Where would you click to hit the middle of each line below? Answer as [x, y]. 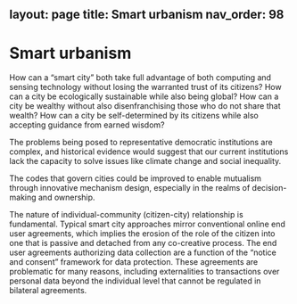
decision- [269, 188]
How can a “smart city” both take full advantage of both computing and [140, 78]
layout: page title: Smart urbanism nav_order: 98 [147, 15]
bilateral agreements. [48, 291]
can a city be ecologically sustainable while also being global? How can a [144, 96]
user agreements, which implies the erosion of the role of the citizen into [142, 234]
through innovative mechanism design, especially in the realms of [130, 188]
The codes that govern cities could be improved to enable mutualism [135, 178]
